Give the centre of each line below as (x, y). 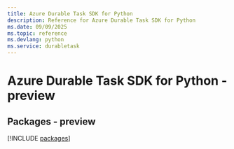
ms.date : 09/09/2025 (37, 27)
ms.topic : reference (37, 33)
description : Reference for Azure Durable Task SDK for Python (102, 20)
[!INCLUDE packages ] (39, 138)
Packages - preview (51, 121)
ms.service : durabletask (43, 46)
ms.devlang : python (36, 40)
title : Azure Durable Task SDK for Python (70, 14)
